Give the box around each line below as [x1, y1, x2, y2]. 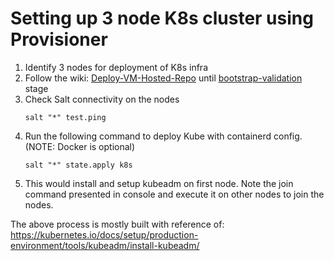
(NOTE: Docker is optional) [24, 140, 136, 152]
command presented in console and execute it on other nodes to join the [24, 188, 325, 200]
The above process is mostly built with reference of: [10, 218, 225, 230]
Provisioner [10, 28, 108, 51]
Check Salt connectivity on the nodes [24, 93, 180, 105]
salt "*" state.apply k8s [24, 160, 133, 170]
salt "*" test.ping [24, 112, 107, 122]
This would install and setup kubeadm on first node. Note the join [24, 177, 294, 189]
